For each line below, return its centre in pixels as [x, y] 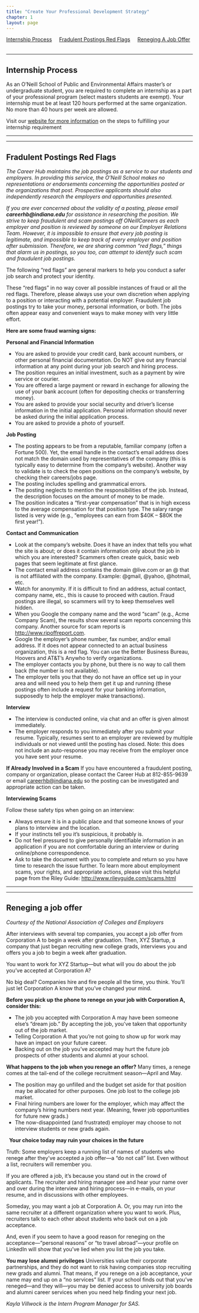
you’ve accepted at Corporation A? [49, 970]
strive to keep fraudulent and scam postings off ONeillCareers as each [93, 221]
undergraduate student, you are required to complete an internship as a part [99, 91]
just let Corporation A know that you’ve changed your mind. [79, 988]
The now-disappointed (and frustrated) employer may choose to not [98, 1122]
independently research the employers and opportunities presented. [89, 197]
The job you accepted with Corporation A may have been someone [97, 1017]
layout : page [22, 23]
